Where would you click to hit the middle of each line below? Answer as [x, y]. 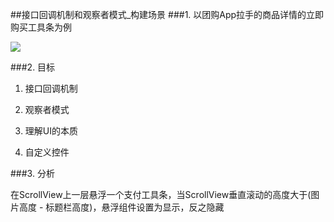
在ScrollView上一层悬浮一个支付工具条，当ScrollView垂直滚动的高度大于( [161, 194]
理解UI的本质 [51, 131]
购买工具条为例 [41, 27]
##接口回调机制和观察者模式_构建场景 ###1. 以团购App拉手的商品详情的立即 [167, 14]
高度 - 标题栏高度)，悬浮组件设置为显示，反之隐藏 [121, 207]
